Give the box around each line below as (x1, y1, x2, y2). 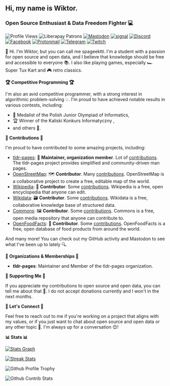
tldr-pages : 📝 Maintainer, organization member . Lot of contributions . (12, 154, 158, 160)
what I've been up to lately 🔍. (5, 241, 67, 247)
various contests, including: (5, 102, 63, 108)
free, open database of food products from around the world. (12, 226, 141, 232)
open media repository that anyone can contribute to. (12, 215, 124, 221)
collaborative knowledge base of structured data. (12, 202, 116, 208)
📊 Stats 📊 (5, 334, 28, 340)
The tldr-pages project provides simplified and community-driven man (12, 159, 160, 166)
